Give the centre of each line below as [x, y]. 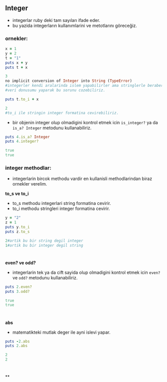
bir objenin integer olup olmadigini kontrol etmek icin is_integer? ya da [85, 122]
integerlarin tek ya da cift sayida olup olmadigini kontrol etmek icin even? [86, 272]
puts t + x [16, 67]
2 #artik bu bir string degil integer [44, 241]
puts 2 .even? [19, 287]
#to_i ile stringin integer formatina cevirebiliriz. [62, 113]
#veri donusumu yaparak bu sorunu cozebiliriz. [55, 90]
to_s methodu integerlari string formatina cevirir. [62, 203]
